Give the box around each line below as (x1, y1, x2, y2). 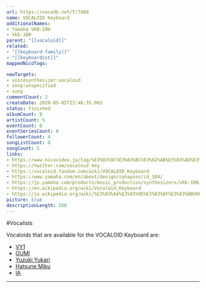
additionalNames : (6, 20, 51, 26)
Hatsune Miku (15, 262, 51, 270)
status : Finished (6, 105, 51, 112)
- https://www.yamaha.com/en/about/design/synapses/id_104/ (6, 174, 164, 180)
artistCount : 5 (6, 117, 45, 123)
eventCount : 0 (6, 123, 43, 129)
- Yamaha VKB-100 (6, 26, 51, 32)
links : (6, 151, 23, 157)
